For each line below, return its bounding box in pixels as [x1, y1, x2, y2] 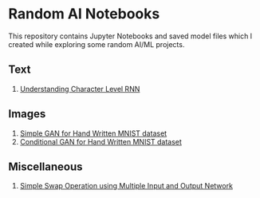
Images [8, 107, 46, 121]
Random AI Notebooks [8, 5, 160, 23]
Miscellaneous [8, 160, 83, 173]
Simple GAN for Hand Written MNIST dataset [19, 129, 167, 138]
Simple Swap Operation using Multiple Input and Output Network [19, 181, 234, 191]
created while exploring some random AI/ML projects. [8, 39, 185, 49]
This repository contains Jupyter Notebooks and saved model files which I [8, 31, 253, 41]
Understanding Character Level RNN [19, 84, 140, 93]
